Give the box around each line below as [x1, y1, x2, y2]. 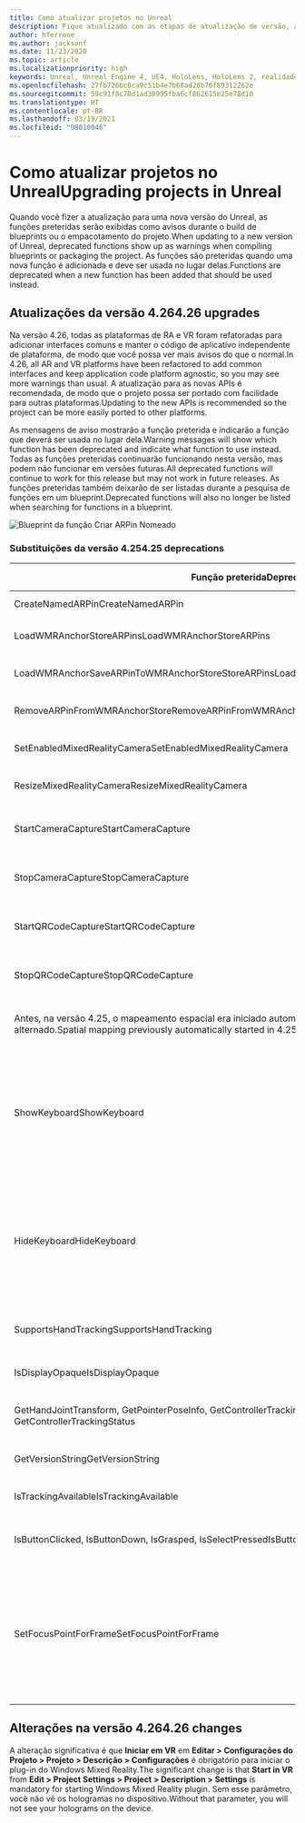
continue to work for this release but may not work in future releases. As [9, 472, 280, 483]
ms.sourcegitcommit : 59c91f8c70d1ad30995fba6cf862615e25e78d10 [9, 89, 254, 98]
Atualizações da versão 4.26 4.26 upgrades [9, 305, 261, 321]
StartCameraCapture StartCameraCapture [14, 823, 191, 836]
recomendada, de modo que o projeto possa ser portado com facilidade [9, 387, 279, 398]
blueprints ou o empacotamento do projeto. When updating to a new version [9, 231, 293, 242]
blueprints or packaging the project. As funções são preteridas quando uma [9, 250, 293, 261]
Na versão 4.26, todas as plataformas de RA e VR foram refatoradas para [9, 329, 283, 341]
